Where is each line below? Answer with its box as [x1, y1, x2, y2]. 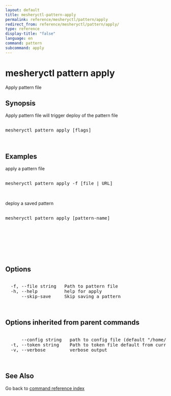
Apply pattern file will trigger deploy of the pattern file [5, 113, 118, 119]
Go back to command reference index [5, 385, 85, 391]
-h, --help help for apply [10, 288, 102, 294]
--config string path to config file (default [21, 337, 145, 342]
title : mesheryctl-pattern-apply [5, 12, 76, 17]
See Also [5, 372, 34, 380]
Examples [5, 152, 37, 161]
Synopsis [5, 99, 36, 108]
